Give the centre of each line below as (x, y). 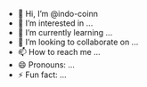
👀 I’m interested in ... (55, 23)
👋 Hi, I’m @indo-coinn (57, 14)
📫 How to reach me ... (59, 52)
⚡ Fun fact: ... (42, 75)
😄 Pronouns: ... (46, 65)
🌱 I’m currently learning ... (65, 32)
